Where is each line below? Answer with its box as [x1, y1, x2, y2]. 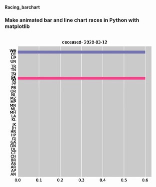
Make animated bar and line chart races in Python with [4, 16, 140, 23]
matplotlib [4, 22, 30, 29]
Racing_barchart [4, 4, 40, 10]
